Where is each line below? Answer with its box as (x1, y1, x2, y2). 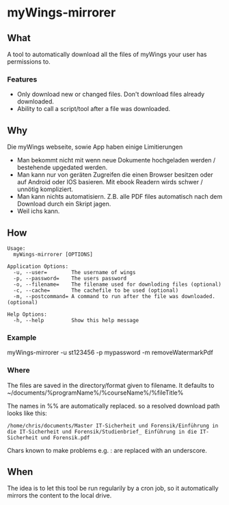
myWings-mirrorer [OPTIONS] (13, 251, 94, 258)
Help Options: (7, 310, 48, 318)
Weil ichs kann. (16, 207, 60, 215)
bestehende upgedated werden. (16, 163, 108, 172)
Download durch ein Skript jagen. (16, 200, 111, 208)
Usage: (7, 245, 26, 251)
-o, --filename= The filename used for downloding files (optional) (13, 281, 222, 288)
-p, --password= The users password (13, 275, 127, 282)
